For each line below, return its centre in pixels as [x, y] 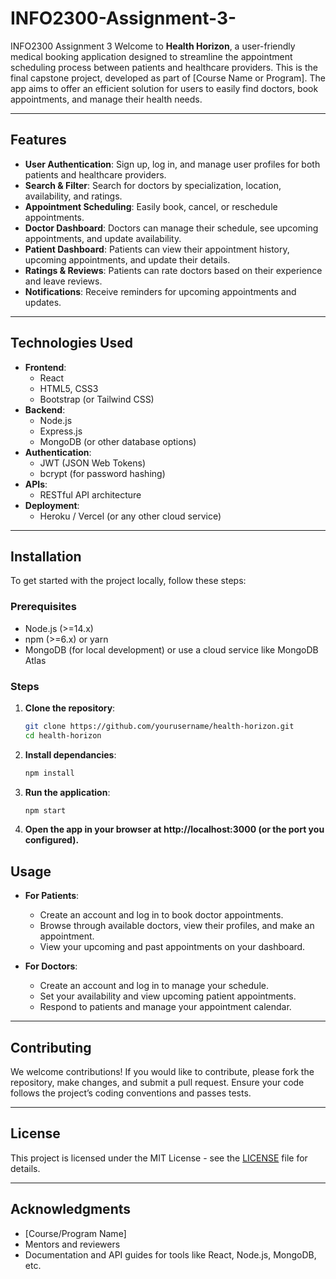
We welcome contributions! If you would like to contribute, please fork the [162, 1072]
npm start [45, 810]
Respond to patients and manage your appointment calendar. [165, 1007]
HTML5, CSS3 [69, 388]
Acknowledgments [71, 1209]
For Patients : [52, 896]
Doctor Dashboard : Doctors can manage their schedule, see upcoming [171, 228]
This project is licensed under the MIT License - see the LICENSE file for [159, 1158]
